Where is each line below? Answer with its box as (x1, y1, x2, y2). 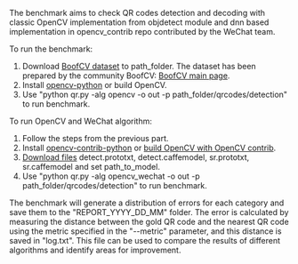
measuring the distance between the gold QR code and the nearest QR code (9, 217, 289, 227)
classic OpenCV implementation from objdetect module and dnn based (9, 17, 270, 28)
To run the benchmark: (9, 44, 93, 54)
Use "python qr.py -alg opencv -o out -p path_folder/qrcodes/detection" (21, 89, 287, 100)
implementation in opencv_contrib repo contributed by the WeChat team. (9, 27, 276, 36)
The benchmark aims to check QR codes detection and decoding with (9, 8, 265, 18)
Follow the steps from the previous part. (21, 133, 169, 143)
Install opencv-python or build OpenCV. (21, 80, 167, 90)
